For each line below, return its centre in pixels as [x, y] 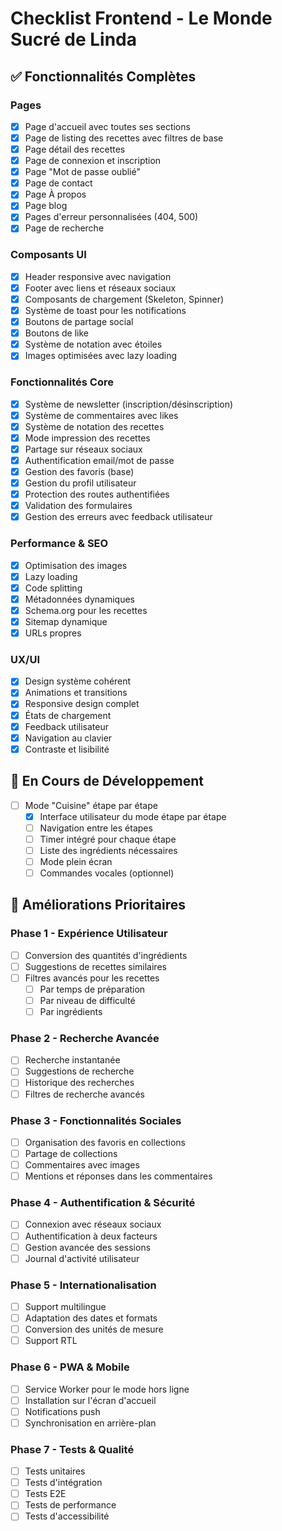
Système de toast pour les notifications [105, 310]
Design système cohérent [78, 681]
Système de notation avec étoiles [93, 344]
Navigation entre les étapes [96, 828]
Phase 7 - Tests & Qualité [72, 1449]
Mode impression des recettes [87, 438]
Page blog [46, 206]
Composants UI [48, 255]
